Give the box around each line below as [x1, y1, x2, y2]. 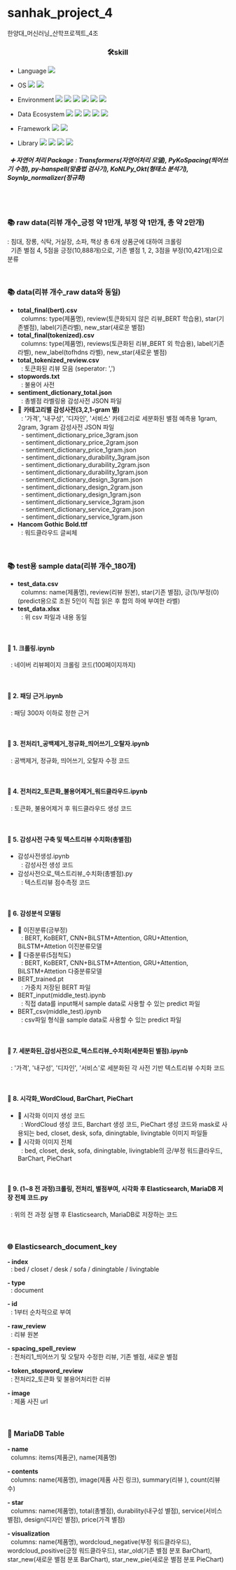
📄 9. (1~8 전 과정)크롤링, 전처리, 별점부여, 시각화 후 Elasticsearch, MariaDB [7, 1185, 216, 1193]
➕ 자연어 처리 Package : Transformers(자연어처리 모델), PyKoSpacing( [10, 155, 211, 164]
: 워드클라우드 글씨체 [20, 528, 78, 536]
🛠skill [106, 47, 129, 57]
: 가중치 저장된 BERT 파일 [20, 983, 91, 992]
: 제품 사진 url [10, 1397, 48, 1405]
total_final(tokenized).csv [17, 331, 95, 339]
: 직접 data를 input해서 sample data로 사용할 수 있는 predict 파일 [20, 999, 201, 1008]
